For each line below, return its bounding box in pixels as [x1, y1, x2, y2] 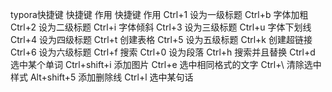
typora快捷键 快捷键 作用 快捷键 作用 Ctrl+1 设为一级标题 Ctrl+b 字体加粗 [10, 9, 309, 20]
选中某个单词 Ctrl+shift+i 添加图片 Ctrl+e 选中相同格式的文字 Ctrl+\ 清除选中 [10, 59, 322, 70]
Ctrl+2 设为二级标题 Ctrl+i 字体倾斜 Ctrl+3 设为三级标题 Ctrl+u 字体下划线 [10, 21, 312, 33]
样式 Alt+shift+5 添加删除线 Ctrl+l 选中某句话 [10, 71, 194, 83]
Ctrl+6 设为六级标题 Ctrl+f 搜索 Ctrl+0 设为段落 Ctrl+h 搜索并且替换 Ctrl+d [10, 46, 316, 58]
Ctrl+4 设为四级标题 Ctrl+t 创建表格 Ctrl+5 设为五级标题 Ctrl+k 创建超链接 [10, 34, 313, 45]
